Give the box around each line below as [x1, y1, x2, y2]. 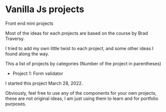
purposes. [5, 100, 27, 107]
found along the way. [5, 51, 50, 57]
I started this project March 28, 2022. [5, 80, 83, 86]
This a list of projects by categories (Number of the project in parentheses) [5, 60, 161, 66]
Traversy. [5, 35, 25, 42]
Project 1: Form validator [12, 70, 63, 77]
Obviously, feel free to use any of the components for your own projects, [5, 90, 157, 96]
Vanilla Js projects [5, 4, 85, 15]
